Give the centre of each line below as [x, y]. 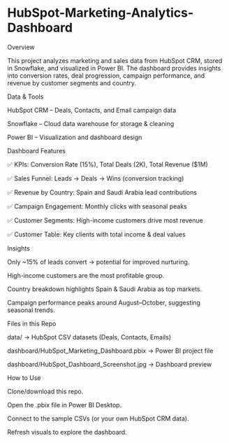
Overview [21, 47]
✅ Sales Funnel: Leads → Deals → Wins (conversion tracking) [96, 178]
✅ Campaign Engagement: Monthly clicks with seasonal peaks [97, 206]
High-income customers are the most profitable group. [86, 275]
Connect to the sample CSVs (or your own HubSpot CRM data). [98, 419]
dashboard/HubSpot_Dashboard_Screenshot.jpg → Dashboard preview [110, 364]
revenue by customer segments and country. [72, 83]
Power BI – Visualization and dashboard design [75, 137]
